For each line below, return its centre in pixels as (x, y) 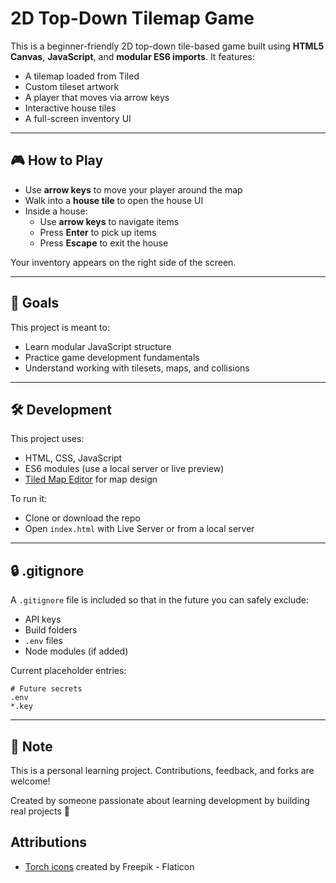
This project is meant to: (60, 327)
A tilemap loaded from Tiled (82, 76)
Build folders (51, 630)
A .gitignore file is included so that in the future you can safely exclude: (159, 600)
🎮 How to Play (57, 160)
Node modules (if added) (76, 651)
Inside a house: (56, 211)
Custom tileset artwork (72, 86)
